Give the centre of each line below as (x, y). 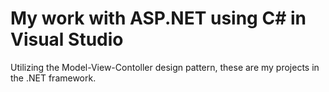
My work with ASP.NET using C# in (158, 18)
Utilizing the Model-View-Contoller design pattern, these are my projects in (165, 67)
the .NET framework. (53, 78)
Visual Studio (67, 39)
